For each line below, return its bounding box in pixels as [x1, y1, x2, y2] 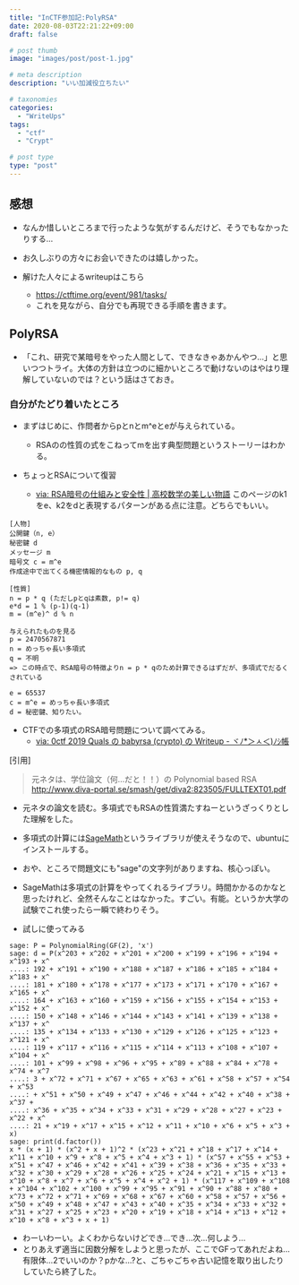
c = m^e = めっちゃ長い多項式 [9, 698, 110, 707]
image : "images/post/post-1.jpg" [9, 55, 134, 64]
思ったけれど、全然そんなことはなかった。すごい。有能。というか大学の [21, 893, 289, 903]
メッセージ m [9, 548, 51, 556]
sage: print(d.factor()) [9, 1137, 102, 1146]
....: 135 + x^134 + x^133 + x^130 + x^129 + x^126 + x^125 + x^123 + [9, 1027, 278, 1036]
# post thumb [9, 46, 58, 55]
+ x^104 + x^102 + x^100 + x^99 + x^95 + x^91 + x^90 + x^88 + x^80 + [9, 1184, 278, 1193]
